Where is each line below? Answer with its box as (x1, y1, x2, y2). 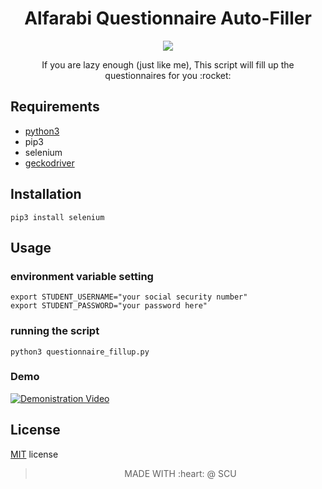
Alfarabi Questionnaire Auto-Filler (24, 7, 312, 30)
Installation (10, 186, 82, 203)
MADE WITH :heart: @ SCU (124, 467, 237, 479)
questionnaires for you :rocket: (104, 69, 232, 81)
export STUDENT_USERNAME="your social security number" (10, 292, 248, 302)
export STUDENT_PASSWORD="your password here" (10, 301, 208, 311)
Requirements (10, 98, 100, 116)
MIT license (10, 448, 59, 460)
